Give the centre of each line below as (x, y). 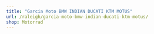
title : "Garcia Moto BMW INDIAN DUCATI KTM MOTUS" (69, 11)
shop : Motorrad (25, 22)
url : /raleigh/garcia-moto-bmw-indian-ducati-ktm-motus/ (77, 17)
